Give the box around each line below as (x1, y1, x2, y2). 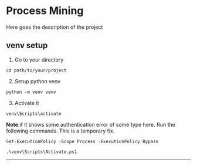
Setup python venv (14, 77, 60, 84)
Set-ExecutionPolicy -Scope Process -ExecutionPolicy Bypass (6, 138, 159, 144)
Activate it (14, 99, 39, 106)
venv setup (6, 40, 48, 50)
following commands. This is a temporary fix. (6, 127, 115, 134)
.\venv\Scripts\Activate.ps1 (6, 148, 77, 155)
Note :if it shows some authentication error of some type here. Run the (6, 121, 176, 128)
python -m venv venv (6, 89, 57, 95)
